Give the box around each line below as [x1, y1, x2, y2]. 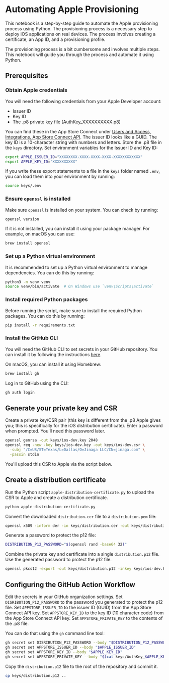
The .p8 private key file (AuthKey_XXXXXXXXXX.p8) [12, 119, 121, 125]
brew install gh [5, 371, 39, 376]
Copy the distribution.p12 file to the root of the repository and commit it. [5, 663, 158, 669]
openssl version [5, 216, 39, 222]
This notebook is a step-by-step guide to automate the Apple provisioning [5, 20, 158, 26]
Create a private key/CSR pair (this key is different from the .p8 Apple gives [5, 417, 161, 423]
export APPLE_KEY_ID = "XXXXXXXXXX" [5, 159, 78, 164]
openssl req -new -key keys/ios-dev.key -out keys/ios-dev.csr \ [5, 443, 145, 448]
